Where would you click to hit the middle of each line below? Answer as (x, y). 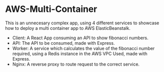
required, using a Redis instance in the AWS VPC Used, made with (80, 54)
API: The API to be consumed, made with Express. (63, 43)
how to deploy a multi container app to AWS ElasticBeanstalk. (68, 28)
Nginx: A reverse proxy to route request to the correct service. (76, 64)
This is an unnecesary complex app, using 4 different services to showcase (82, 23)
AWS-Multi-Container (51, 9)
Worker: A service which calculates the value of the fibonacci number (83, 48)
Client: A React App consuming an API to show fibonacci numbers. (80, 38)
